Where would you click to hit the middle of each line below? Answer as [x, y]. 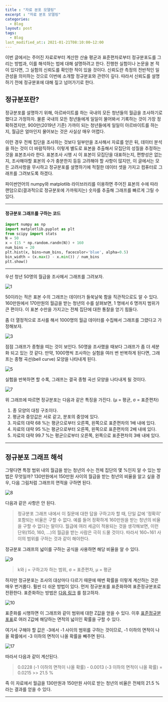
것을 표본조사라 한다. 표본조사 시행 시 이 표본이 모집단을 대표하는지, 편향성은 [79, 154]
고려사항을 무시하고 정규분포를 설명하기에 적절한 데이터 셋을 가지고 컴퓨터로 [84, 167]
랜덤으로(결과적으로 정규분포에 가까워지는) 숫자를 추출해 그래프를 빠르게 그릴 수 [82, 190]
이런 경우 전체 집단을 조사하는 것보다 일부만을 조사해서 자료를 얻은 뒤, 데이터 [79, 142]
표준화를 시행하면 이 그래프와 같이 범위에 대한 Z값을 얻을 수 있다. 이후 [72, 613]
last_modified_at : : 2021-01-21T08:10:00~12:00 [54, 43]
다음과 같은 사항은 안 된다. [30, 503]
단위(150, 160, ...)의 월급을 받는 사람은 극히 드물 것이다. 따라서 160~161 [86, 532]
